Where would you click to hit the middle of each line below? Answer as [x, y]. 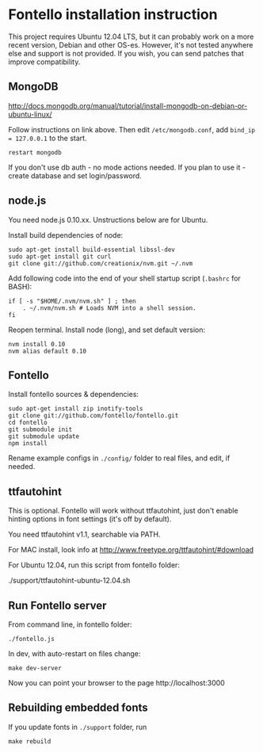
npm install [28, 444]
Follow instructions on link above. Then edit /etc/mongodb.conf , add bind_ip [132, 129]
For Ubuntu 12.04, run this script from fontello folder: [94, 565]
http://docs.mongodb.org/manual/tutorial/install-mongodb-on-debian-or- [128, 105]
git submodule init [40, 429]
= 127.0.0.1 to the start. [48, 138]
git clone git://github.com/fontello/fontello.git [93, 416]
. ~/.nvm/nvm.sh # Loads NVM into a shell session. [109, 308]
